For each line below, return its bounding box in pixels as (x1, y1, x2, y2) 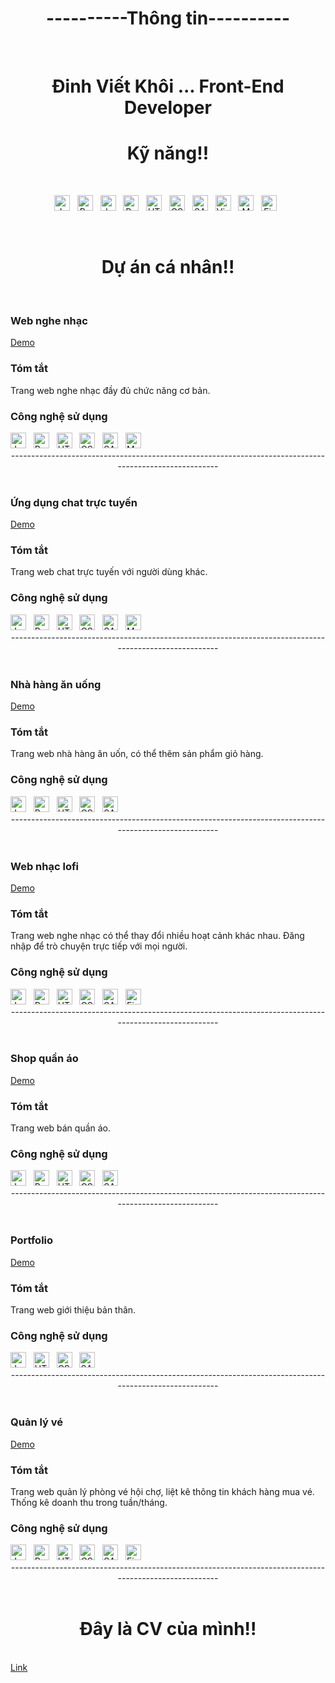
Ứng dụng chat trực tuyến (10, 495, 138, 509)
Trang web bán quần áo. (10, 1122, 112, 1134)
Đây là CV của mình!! (79, 1618, 257, 1641)
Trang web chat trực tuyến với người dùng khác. (10, 566, 208, 578)
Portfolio (10, 1233, 54, 1247)
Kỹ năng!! (126, 142, 210, 165)
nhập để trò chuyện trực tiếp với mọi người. (10, 940, 188, 952)
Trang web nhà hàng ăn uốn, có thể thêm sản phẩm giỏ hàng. (10, 748, 264, 760)
